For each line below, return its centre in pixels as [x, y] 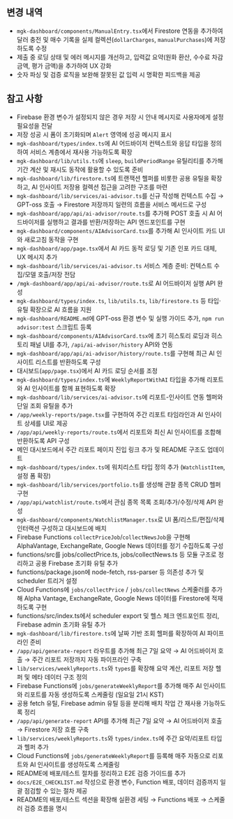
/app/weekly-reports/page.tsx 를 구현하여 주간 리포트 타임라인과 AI [110, 414]
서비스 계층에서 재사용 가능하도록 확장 [81, 152]
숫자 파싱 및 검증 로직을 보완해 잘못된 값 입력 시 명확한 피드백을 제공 [108, 74]
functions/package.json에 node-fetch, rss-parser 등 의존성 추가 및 [110, 572]
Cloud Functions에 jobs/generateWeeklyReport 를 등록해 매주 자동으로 [113, 755]
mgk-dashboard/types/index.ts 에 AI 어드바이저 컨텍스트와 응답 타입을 [113, 143]
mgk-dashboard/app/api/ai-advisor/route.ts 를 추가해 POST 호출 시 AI [116, 213]
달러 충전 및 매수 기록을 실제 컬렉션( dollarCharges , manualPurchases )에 [115, 39]
